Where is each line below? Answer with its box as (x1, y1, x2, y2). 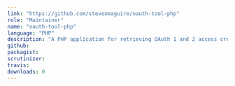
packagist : (7, 49, 39, 56)
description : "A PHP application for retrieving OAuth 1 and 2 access (7, 36, 218, 43)
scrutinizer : (7, 55, 45, 62)
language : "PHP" (7, 29, 55, 37)
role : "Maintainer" (7, 17, 64, 24)
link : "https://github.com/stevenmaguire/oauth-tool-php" (7, 10, 180, 17)
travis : (7, 62, 30, 69)
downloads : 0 (7, 68, 45, 75)
